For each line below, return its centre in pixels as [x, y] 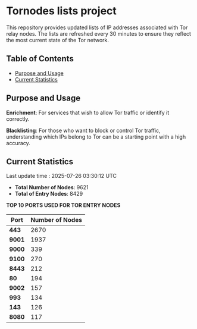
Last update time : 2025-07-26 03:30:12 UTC [62, 176]
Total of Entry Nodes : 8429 [49, 194]
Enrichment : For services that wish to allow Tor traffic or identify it [88, 112]
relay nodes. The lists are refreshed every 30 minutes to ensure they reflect [99, 33]
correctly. [18, 119]
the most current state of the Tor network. [57, 40]
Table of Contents [40, 59]
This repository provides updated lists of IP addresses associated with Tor [97, 27]
